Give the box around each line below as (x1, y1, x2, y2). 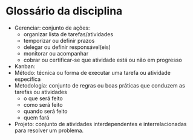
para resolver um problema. (14, 127, 84, 134)
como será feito (23, 101, 63, 108)
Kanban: (14, 62, 36, 70)
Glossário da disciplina (5, 4, 123, 18)
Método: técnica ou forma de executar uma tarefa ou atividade (14, 69, 171, 76)
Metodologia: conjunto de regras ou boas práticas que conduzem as (14, 81, 185, 89)
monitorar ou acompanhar (23, 49, 89, 57)
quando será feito (23, 107, 68, 115)
